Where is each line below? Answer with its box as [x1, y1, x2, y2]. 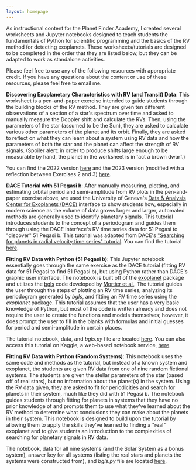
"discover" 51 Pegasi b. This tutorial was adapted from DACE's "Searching [6, 232, 185, 239]
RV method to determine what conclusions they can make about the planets [6, 409, 189, 416]
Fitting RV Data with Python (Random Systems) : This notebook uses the [6, 352, 183, 360]
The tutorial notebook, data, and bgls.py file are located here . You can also [6, 335, 186, 342]
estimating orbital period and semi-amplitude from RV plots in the [6, 188, 164, 195]
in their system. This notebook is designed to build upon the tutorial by [6, 415, 176, 422]
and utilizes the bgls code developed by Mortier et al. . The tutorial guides [6, 280, 183, 287]
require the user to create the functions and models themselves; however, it [6, 311, 188, 318]
